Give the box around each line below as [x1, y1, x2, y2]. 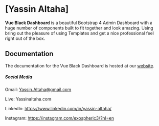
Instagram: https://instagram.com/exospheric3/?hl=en [5, 115, 114, 121]
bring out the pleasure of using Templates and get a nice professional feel [5, 30, 154, 36]
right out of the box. [5, 35, 45, 41]
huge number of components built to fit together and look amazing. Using [5, 25, 154, 31]
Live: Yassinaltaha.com [5, 96, 51, 102]
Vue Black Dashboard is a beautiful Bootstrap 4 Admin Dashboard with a [5, 20, 153, 26]
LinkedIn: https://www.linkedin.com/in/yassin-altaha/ [5, 105, 112, 111]
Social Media [5, 74, 33, 80]
